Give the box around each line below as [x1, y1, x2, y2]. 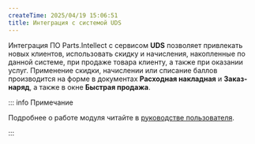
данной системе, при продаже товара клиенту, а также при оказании [8, 57, 243, 67]
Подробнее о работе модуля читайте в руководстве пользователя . [8, 113, 235, 122]
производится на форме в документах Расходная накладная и [8, 74, 223, 83]
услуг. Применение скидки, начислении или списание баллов [8, 65, 218, 75]
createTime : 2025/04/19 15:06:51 [8, 11, 118, 20]
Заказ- [223, 74, 248, 83]
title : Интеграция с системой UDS [8, 19, 122, 27]
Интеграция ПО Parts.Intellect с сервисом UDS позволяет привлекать [8, 40, 243, 50]
